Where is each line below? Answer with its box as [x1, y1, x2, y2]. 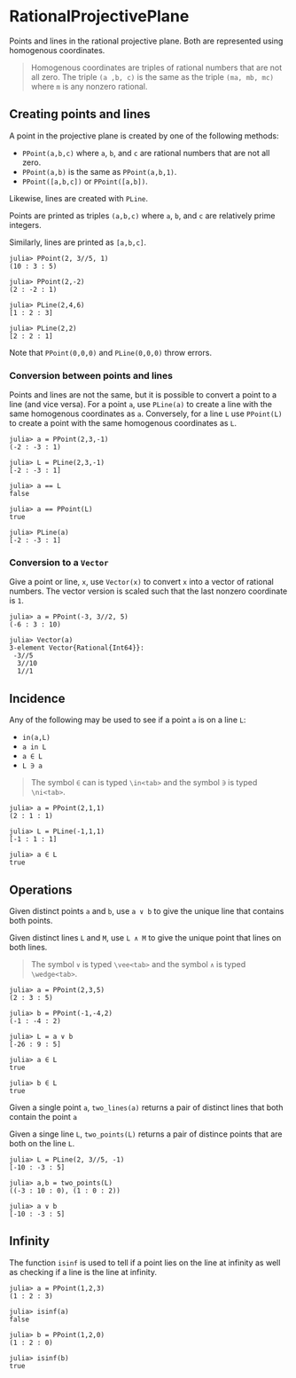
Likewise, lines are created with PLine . [9, 193, 149, 203]
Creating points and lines [9, 106, 151, 122]
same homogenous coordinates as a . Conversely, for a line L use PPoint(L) [9, 408, 283, 419]
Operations [9, 882, 73, 897]
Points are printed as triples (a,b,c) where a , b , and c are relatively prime [9, 210, 276, 221]
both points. [9, 915, 53, 925]
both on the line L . [9, 1138, 75, 1148]
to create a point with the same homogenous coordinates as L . [9, 418, 238, 429]
